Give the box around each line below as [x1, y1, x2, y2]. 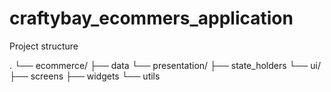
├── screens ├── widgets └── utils [9, 70, 161, 82]
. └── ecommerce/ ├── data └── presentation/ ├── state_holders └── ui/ [9, 59, 321, 71]
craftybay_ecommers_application [9, 7, 294, 30]
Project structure [9, 40, 79, 52]
